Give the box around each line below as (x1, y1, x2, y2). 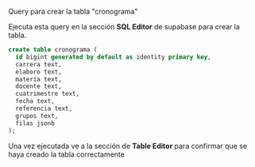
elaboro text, (15, 67, 62, 76)
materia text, (15, 75, 62, 83)
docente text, (15, 82, 62, 90)
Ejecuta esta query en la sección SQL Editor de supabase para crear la (8, 22, 240, 31)
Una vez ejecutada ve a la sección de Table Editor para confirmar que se (8, 141, 248, 150)
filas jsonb (15, 119, 56, 127)
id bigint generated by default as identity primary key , (15, 53, 212, 61)
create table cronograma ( (8, 46, 98, 54)
